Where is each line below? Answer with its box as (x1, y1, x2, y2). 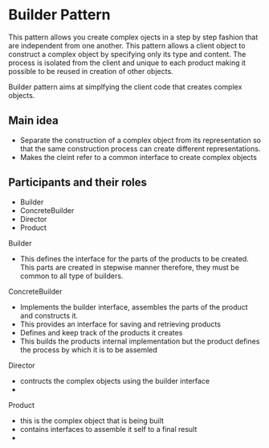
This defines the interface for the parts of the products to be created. (19, 253, 249, 263)
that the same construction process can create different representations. (19, 143, 261, 154)
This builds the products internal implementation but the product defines (19, 336, 260, 346)
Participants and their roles (8, 175, 147, 190)
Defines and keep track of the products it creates (19, 327, 183, 337)
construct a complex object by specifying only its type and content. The (8, 49, 247, 59)
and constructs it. (19, 310, 79, 320)
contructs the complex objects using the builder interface (19, 376, 210, 385)
